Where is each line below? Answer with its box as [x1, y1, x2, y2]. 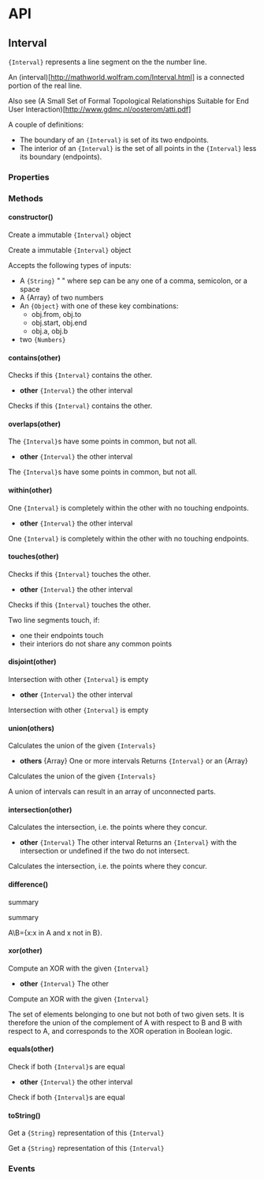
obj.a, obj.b [31, 326, 69, 336]
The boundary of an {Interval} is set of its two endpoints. [19, 135, 209, 145]
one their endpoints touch [19, 630, 104, 640]
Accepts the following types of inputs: [8, 261, 132, 270]
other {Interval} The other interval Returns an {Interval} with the [19, 838, 237, 847]
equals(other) [8, 1044, 54, 1054]
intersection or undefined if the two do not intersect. [19, 846, 190, 856]
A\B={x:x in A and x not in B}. [8, 928, 102, 937]
